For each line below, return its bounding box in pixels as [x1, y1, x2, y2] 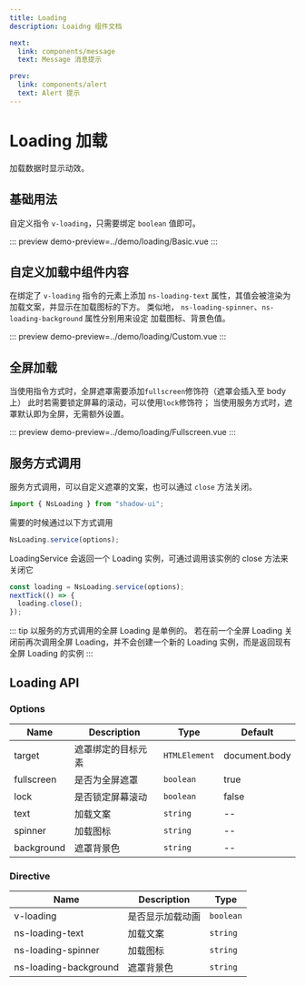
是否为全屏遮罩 [74, 773, 139, 786]
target [14, 748, 40, 761]
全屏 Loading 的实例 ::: [9, 648, 93, 659]
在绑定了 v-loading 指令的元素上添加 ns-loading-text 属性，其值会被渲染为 [9, 290, 291, 301]
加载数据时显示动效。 [9, 162, 89, 173]
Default [241, 726, 274, 738]
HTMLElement [162, 750, 215, 760]
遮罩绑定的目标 [74, 743, 139, 756]
